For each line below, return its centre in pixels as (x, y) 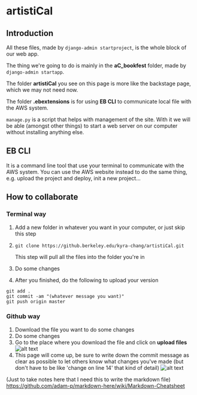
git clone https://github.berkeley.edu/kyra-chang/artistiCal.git (99, 246)
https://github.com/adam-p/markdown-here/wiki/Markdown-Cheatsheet (96, 385)
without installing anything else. (45, 132)
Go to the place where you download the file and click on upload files (101, 342)
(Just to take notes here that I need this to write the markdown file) (88, 379)
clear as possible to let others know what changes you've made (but (99, 361)
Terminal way (26, 214)
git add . (19, 291)
